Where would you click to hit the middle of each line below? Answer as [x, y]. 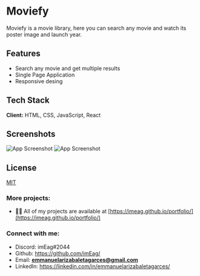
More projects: [28, 198]
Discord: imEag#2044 [42, 247]
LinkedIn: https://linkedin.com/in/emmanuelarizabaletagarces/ [92, 266]
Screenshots [31, 134]
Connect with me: [33, 233]
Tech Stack [28, 101]
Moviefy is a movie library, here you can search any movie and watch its [96, 28]
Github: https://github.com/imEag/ [58, 253]
